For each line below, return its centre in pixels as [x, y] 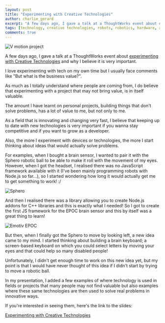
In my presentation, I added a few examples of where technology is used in [81, 280]
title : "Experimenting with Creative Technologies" [59, 14]
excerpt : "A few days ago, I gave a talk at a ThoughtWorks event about [81, 23]
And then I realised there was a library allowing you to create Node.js [75, 200]
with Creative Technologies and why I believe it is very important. [71, 61]
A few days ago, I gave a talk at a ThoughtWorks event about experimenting [82, 56]
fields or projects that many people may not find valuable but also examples [82, 286]
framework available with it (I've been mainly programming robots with [76, 171]
